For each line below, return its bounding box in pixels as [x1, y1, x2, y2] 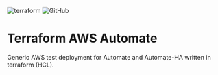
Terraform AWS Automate [7, 31, 158, 46]
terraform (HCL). [7, 61, 54, 69]
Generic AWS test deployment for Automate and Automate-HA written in [7, 53, 211, 61]
